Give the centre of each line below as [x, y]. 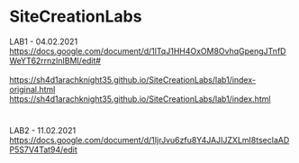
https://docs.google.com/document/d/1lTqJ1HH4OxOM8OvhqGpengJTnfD [148, 50]
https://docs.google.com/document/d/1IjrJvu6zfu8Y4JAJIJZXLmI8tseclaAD [149, 140]
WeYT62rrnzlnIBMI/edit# [55, 60]
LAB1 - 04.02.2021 [44, 41]
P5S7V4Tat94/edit [44, 149]
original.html [32, 89]
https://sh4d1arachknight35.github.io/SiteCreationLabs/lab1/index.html [140, 99]
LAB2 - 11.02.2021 [43, 131]
